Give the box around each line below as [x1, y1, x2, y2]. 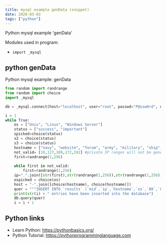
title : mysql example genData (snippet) [5, 7, 90, 12]
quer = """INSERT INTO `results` [14, 186, 83, 192]
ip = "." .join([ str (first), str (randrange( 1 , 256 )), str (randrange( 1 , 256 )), [14, 173, 165, 178]
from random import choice [5, 91, 61, 96]
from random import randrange [5, 86, 68, 91]
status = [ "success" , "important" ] [14, 127, 87, 132]
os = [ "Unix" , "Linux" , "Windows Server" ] [14, 122, 103, 127]
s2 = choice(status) [14, 136, 56, 141]
